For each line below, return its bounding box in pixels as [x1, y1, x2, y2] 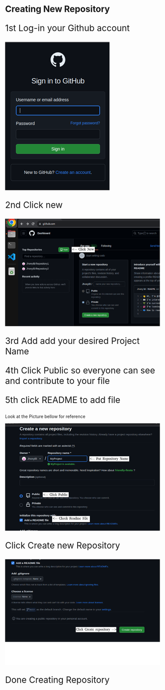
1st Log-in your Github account [5, 23, 130, 34]
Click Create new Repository [5, 540, 120, 551]
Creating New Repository [5, 3, 110, 15]
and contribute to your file [5, 375, 110, 386]
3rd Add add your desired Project [5, 335, 140, 346]
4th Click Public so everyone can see [5, 365, 156, 376]
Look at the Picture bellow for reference [5, 413, 86, 419]
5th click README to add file [5, 394, 121, 406]
